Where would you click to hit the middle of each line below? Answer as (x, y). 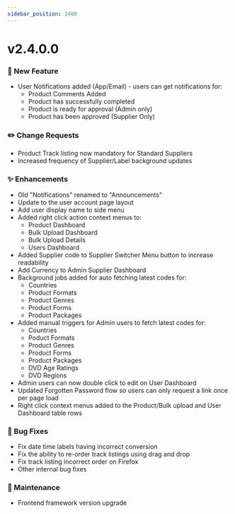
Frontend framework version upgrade (72, 503)
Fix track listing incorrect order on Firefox (78, 462)
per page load (38, 398)
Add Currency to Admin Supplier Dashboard (82, 270)
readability (33, 262)
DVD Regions (47, 375)
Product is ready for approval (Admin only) (90, 109)
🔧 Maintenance (34, 487)
